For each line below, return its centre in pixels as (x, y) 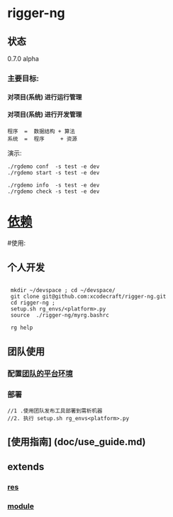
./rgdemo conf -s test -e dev (54, 166)
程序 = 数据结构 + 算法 (41, 131)
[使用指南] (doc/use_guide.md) (77, 442)
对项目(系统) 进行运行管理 (45, 97)
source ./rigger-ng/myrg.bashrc (60, 315)
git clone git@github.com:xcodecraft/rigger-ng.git (88, 297)
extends (26, 467)
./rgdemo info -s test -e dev (54, 185)
